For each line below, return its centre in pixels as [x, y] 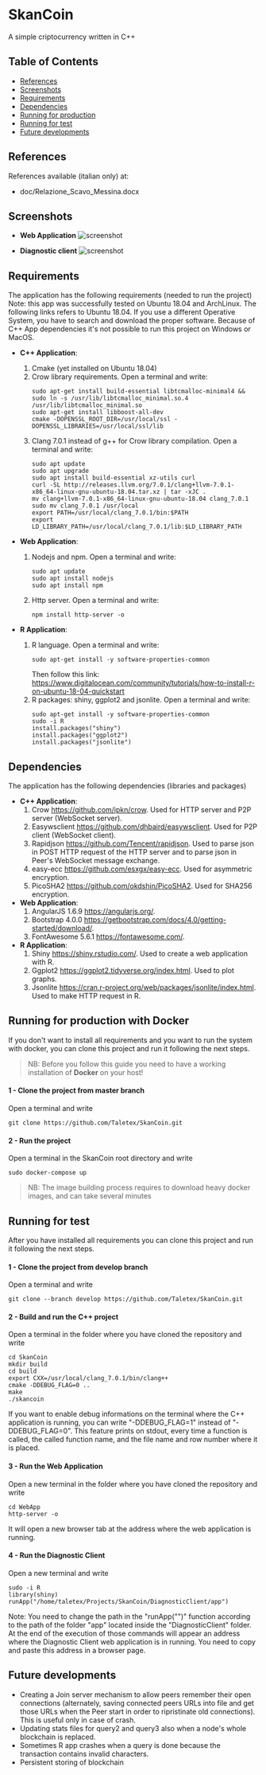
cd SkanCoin [28, 1358]
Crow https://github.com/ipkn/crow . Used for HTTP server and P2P [141, 809]
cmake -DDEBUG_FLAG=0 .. [49, 1386]
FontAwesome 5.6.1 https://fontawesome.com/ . [108, 936]
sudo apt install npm [67, 586]
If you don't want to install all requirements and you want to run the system [130, 1040]
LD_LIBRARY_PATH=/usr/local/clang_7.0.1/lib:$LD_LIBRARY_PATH [137, 527]
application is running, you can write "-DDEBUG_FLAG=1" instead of [120, 1422]
